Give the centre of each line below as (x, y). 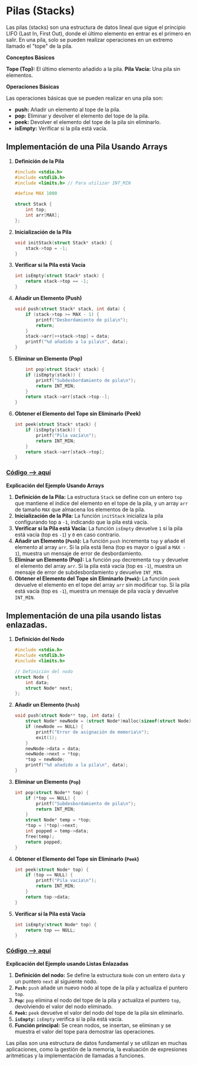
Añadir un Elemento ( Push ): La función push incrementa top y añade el (100, 541)
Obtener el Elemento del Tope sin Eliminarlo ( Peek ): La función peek (97, 578)
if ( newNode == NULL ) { (55, 727)
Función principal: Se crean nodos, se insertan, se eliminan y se (93, 1025)
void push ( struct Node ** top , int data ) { (67, 716)
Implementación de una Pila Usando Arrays (87, 147)
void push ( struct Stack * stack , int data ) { (70, 309)
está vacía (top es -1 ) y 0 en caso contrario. (67, 534)
